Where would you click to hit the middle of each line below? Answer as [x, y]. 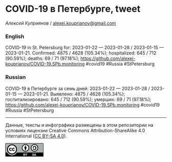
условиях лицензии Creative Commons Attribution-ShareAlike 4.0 [75, 130]
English [15, 36]
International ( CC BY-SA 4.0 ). [36, 136]
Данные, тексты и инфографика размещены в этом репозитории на [79, 125]
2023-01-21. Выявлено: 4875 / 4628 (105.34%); [74, 94]
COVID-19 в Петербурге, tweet [73, 9]
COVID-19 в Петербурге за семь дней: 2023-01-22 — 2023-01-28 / [78, 88]
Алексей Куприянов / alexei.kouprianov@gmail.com [61, 23]
